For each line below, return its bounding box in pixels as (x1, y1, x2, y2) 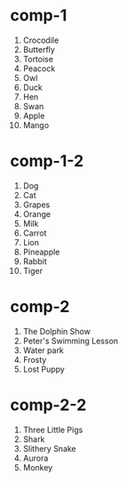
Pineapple (22, 246, 60, 257)
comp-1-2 (10, 151, 84, 172)
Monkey (22, 462, 53, 472)
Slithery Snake (22, 443, 76, 454)
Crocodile (22, 35, 60, 45)
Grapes (22, 199, 51, 210)
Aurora (22, 453, 49, 463)
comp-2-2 (10, 395, 87, 414)
